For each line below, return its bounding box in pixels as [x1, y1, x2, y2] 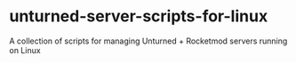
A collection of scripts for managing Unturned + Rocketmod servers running [9, 35, 288, 46]
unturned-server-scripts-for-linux [9, 6, 268, 27]
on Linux [9, 44, 42, 55]
